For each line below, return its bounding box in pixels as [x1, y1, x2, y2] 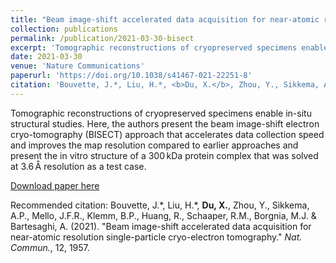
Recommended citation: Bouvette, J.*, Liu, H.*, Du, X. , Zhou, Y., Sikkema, [10, 199, 310, 211]
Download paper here [10, 179, 100, 191]
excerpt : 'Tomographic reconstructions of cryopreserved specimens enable [10, 42, 329, 53]
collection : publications [10, 24, 118, 34]
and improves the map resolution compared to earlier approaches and [10, 139, 299, 151]
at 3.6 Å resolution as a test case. [10, 160, 147, 172]
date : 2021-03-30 [10, 52, 83, 62]
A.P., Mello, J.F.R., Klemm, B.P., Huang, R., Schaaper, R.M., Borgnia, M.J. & [10, 209, 317, 221]
